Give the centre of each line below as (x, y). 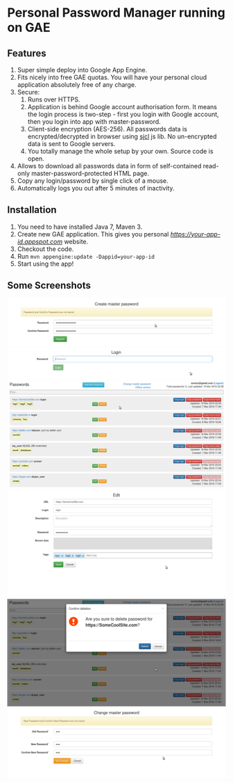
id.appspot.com (40, 241)
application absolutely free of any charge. (77, 84)
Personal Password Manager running (116, 13)
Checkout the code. (45, 249)
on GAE (29, 27)
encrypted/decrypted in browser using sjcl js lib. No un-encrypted (122, 136)
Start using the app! (45, 264)
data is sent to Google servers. (71, 144)
